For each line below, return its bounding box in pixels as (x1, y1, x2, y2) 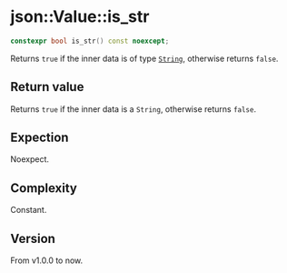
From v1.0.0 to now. (10, 255, 84, 266)
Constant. (10, 205, 47, 216)
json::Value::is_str (10, 6, 150, 27)
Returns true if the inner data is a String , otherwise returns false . (10, 103, 257, 115)
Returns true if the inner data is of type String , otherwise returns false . (10, 53, 279, 64)
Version (10, 230, 55, 247)
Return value (10, 79, 84, 95)
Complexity (10, 180, 78, 196)
